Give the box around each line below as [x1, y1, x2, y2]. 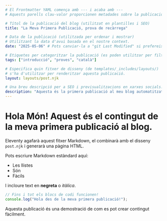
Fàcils [12, 173, 25, 179]
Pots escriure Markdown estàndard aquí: [5, 152, 88, 158]
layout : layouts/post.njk [5, 76, 59, 81]
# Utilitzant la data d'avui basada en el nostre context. [5, 39, 130, 44]
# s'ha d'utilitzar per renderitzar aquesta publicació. [5, 71, 126, 76]
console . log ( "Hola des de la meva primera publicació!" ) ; [5, 197, 128, 202]
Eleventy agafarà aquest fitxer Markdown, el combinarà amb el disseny [5, 137, 151, 143]
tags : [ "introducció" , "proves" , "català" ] [5, 57, 97, 62]
